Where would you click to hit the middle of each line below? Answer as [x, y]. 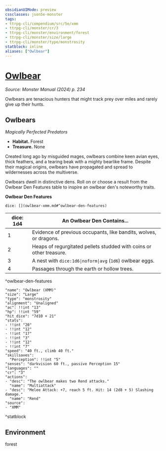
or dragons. [45, 239]
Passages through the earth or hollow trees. [83, 269]
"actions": [16, 377]
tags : [11, 19]
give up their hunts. [25, 104]
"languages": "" [22, 368]
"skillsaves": [20, 355]
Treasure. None [29, 147]
